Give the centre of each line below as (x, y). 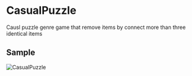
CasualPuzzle (41, 11)
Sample (21, 53)
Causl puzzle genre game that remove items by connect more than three (96, 27)
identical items (24, 33)
